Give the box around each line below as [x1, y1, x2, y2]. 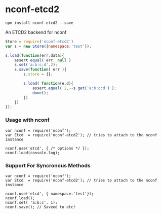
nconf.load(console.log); [5, 150, 60, 155]
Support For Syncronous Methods [5, 162, 91, 169]
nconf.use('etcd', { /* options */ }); [5, 146, 90, 151]
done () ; [32, 90, 49, 95]
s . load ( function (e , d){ [23, 81, 73, 86]
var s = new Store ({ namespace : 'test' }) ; [5, 44, 92, 49]
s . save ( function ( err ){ [14, 67, 67, 72]
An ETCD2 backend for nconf [5, 29, 67, 35]
